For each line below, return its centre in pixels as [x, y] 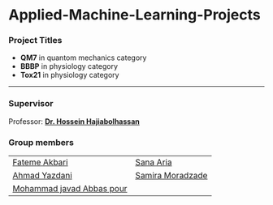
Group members [41, 142]
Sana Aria [154, 162]
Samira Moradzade [171, 176]
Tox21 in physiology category [69, 75]
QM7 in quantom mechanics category [83, 58]
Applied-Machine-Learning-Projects [135, 15]
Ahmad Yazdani [43, 176]
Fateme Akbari [40, 162]
